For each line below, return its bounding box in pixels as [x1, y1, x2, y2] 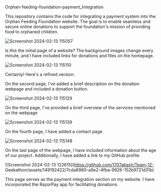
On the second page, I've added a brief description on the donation [5, 81, 140, 87]
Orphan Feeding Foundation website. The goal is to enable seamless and [5, 19, 151, 24]
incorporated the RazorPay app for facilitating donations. [5, 181, 119, 187]
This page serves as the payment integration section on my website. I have [5, 177, 155, 182]
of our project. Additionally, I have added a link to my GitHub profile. [5, 152, 141, 158]
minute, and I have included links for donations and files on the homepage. [5, 53, 154, 59]
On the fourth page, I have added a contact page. [5, 129, 104, 134]
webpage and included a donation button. [5, 86, 89, 91]
